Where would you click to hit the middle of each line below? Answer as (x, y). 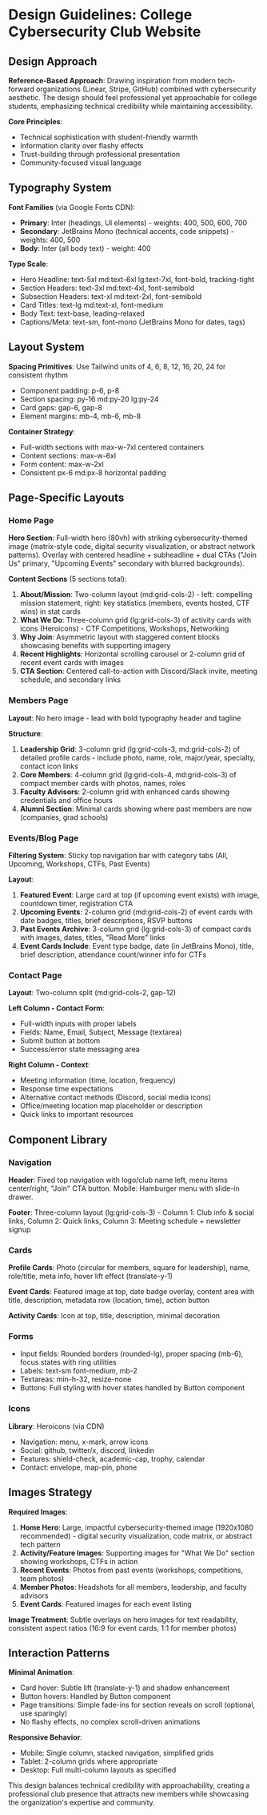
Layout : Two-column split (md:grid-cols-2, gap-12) (92, 993)
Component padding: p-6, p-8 (70, 390)
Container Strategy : (42, 431)
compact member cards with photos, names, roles (103, 783)
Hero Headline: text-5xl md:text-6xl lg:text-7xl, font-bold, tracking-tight (137, 279)
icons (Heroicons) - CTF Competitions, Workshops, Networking (124, 629)
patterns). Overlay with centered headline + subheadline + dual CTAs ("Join (133, 555)
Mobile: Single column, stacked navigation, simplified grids (117, 1753)
